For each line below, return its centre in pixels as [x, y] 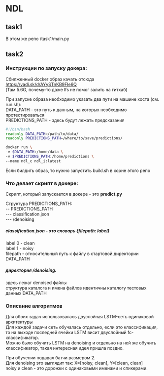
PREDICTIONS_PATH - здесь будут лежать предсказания [65, 120]
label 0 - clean [20, 243]
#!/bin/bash [18, 129]
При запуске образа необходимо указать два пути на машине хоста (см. [82, 99]
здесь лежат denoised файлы [36, 283]
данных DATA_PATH [26, 293]
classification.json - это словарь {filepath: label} [58, 231]
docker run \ [19, 147]
